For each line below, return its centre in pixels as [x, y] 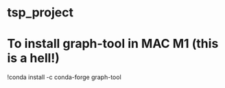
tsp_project [40, 13]
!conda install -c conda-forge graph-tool [64, 77]
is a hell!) [34, 58]
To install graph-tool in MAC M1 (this [113, 44]
